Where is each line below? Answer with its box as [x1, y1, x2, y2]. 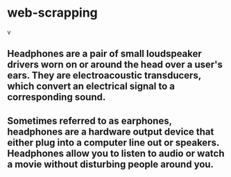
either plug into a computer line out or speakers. [7, 137, 220, 149]
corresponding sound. [7, 92, 106, 103]
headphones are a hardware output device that [7, 126, 214, 137]
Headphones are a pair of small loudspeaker [7, 48, 203, 60]
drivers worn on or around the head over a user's [7, 59, 223, 71]
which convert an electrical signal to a [7, 81, 176, 92]
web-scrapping [7, 5, 99, 21]
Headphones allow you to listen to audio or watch [7, 147, 225, 159]
